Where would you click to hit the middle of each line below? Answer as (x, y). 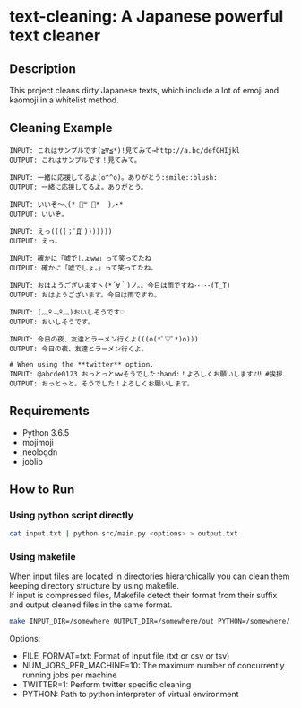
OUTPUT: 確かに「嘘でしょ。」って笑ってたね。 (84, 268)
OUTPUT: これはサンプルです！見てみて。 (75, 160)
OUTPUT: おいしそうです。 (52, 322)
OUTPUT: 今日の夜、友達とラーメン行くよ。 (79, 349)
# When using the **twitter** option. (82, 364)
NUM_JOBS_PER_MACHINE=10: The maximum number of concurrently (153, 666)
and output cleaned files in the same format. (91, 605)
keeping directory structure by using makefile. (95, 586)
